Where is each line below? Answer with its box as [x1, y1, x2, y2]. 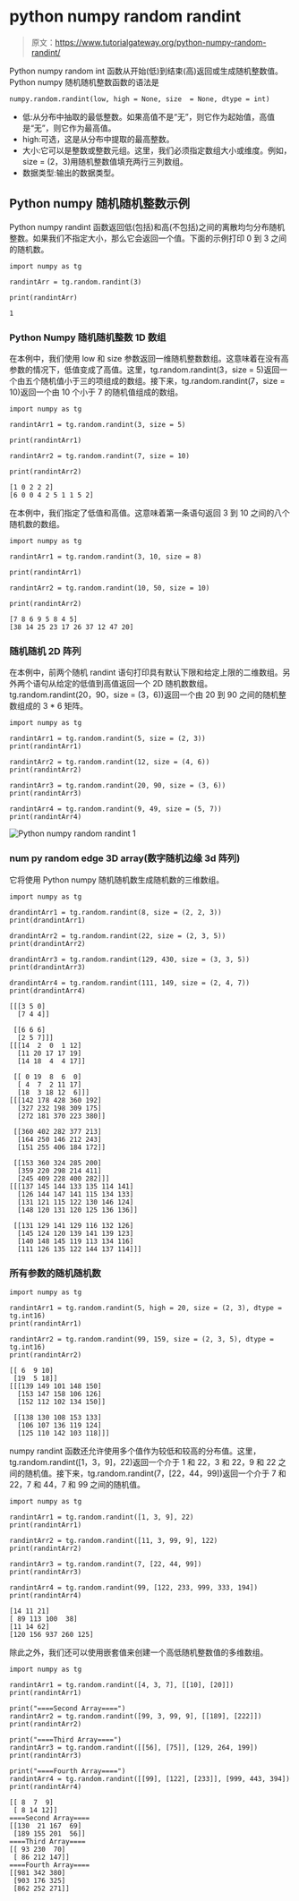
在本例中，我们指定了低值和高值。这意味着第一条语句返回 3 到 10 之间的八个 [9, 507, 290, 518]
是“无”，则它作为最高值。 [21, 123, 116, 133]
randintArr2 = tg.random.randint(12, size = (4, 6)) [9, 758, 210, 767]
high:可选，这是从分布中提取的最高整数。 [21, 133, 175, 144]
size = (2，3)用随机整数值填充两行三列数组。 [21, 156, 188, 166]
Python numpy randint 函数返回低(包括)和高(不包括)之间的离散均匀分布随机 [9, 221, 285, 232]
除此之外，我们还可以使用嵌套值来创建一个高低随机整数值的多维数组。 [9, 1647, 269, 1658]
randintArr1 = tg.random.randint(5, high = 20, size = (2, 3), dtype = [9, 1303, 282, 1312]
